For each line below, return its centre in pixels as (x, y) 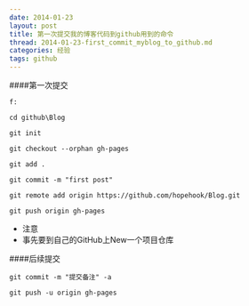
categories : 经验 (40, 51)
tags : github (33, 59)
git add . (28, 165)
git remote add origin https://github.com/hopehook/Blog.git (125, 196)
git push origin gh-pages (57, 211)
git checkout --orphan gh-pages (69, 149)
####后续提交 (35, 258)
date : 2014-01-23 (41, 17)
